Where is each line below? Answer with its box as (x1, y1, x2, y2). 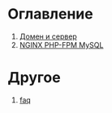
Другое (7, 69, 62, 87)
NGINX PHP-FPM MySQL (19, 40, 104, 49)
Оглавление (7, 5, 94, 23)
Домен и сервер (19, 31, 78, 41)
